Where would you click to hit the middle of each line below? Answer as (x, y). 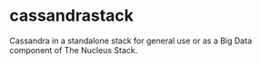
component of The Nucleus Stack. (74, 50)
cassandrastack (72, 16)
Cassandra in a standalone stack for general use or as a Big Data (131, 41)
